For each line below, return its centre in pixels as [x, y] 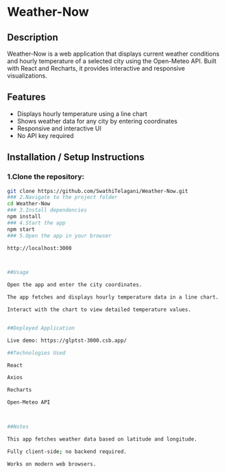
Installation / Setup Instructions [76, 158]
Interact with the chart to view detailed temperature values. [99, 310]
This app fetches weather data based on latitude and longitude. [102, 439]
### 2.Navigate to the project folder [62, 197]
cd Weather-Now [29, 204]
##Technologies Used [37, 353]
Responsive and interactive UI [59, 128]
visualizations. [27, 76]
